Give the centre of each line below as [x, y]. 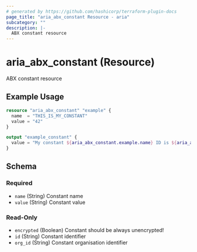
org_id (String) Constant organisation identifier [71, 242]
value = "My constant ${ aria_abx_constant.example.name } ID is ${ [94, 143]
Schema [21, 167]
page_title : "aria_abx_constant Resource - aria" [68, 17]
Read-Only [22, 217]
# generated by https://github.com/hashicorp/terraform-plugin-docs [91, 11]
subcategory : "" [26, 22]
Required [19, 183]
